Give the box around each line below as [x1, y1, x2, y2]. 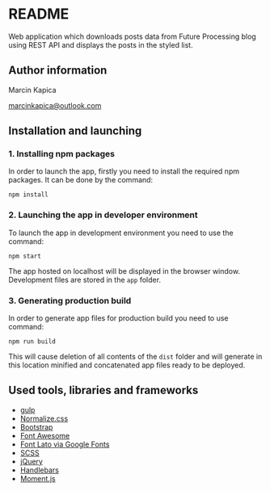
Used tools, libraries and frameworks [8, 384, 199, 397]
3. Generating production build [8, 295, 132, 306]
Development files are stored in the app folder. [8, 275, 162, 284]
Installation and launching [8, 124, 142, 138]
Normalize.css [19, 413, 69, 423]
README [8, 5, 70, 23]
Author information [8, 64, 108, 78]
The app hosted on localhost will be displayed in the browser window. [8, 266, 241, 275]
